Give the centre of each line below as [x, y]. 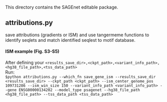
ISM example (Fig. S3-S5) [32, 51]
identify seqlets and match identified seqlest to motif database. [70, 40]
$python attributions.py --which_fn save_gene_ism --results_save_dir [80, 77]
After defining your [25, 63]
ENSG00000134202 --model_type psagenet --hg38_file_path [79, 90]
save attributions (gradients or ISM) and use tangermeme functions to [77, 35]
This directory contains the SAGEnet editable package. [62, 7]
